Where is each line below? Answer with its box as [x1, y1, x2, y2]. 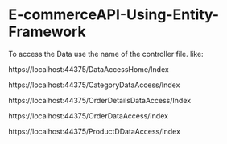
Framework [8, 22, 86, 41]
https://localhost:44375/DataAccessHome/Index [8, 64, 169, 74]
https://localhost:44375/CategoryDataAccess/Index [8, 80, 180, 90]
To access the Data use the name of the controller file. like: [8, 49, 204, 58]
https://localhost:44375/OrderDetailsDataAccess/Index [8, 95, 192, 105]
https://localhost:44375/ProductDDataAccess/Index [8, 126, 181, 136]
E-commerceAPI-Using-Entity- [8, 6, 220, 24]
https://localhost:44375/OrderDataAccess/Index [8, 110, 169, 121]
